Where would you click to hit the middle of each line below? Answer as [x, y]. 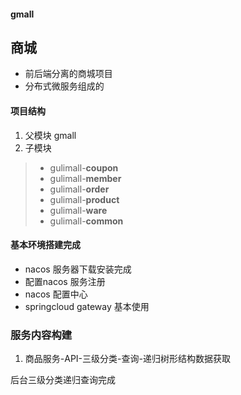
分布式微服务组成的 [64, 86]
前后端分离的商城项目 [68, 74]
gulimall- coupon [84, 167]
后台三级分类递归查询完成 [63, 380]
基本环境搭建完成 [45, 245]
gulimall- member [85, 178]
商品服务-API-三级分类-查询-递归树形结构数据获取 [127, 359]
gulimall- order [79, 189]
